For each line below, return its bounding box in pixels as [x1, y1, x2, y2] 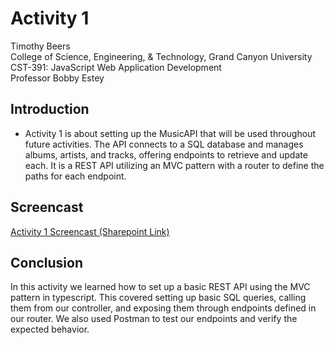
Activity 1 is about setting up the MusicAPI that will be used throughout [24, 127, 316, 139]
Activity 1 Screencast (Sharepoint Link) [10, 225, 170, 237]
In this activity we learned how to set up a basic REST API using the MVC [10, 281, 311, 293]
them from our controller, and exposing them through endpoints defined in [10, 302, 317, 314]
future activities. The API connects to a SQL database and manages [24, 138, 304, 150]
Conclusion [10, 254, 84, 271]
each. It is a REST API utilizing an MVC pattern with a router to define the [24, 159, 325, 171]
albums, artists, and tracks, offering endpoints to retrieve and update [24, 148, 308, 161]
